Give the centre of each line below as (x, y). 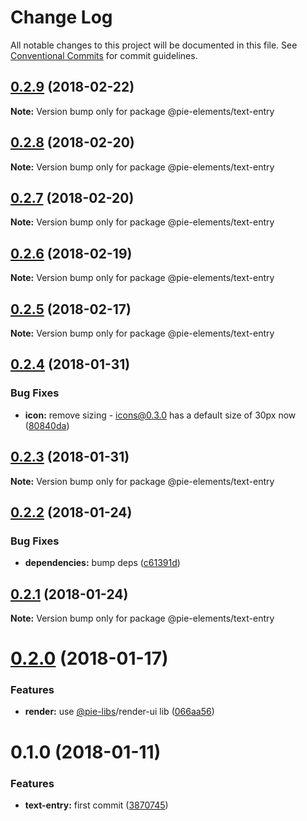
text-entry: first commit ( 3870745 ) (96, 805)
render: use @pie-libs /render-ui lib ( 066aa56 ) (119, 712)
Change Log (61, 17)
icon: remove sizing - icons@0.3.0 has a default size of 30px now (160, 415)
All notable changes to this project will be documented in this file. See (154, 45)
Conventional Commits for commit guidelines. (104, 55)
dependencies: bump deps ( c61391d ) (102, 563)
